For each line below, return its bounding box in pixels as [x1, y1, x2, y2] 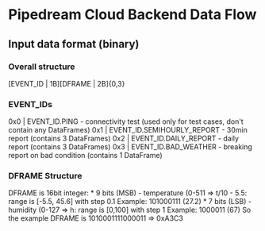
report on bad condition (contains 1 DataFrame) [8, 151, 163, 160]
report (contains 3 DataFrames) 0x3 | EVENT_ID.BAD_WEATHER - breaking [8, 142, 252, 152]
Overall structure [8, 61, 75, 72]
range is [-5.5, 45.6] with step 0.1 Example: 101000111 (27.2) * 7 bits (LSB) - [8, 197, 252, 206]
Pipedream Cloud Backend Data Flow [8, 6, 257, 24]
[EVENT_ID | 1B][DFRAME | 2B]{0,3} [8, 79, 125, 88]
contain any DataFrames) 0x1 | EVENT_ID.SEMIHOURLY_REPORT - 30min [8, 125, 248, 135]
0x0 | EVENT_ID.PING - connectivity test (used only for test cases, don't [8, 117, 244, 126]
